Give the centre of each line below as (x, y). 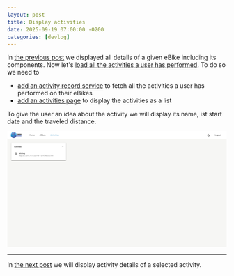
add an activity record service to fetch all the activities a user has (111, 86)
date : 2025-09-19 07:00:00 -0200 (56, 29)
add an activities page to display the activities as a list (94, 100)
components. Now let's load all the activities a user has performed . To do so (117, 65)
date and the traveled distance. (52, 121)
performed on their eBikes (55, 93)
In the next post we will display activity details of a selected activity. (104, 264)
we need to (23, 72)
